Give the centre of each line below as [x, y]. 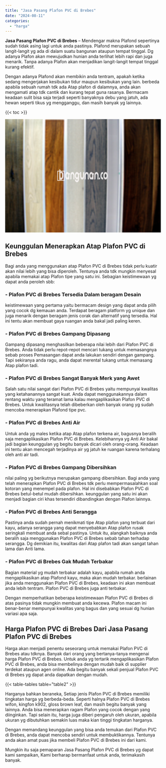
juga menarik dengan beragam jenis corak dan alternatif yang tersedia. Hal [81, 316]
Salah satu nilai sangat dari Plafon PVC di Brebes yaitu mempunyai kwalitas [82, 389]
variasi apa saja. [21, 613]
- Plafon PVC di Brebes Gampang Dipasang [58, 333]
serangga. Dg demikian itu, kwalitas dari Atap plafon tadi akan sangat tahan [82, 544]
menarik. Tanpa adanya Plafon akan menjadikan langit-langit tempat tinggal [82, 62]
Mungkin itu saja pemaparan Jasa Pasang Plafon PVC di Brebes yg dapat [80, 750]
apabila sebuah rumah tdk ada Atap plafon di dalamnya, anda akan [73, 87]
